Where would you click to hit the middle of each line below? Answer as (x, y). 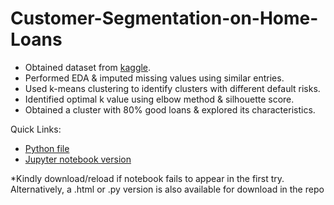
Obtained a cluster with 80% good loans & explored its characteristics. (170, 109)
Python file (47, 148)
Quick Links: (36, 129)
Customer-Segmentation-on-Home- (164, 18)
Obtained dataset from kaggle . (88, 67)
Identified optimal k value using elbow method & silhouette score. (159, 99)
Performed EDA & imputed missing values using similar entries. (154, 78)
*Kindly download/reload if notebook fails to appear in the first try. (147, 178)
